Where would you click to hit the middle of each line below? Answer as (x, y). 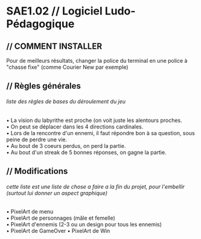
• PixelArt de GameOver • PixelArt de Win (58, 231)
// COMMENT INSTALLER (54, 46)
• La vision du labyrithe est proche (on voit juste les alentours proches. (94, 120)
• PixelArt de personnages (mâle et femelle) (61, 218)
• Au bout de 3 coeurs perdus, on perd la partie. (66, 145)
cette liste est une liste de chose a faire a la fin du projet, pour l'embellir (96, 186)
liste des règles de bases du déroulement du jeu (66, 101)
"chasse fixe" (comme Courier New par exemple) (67, 67)
